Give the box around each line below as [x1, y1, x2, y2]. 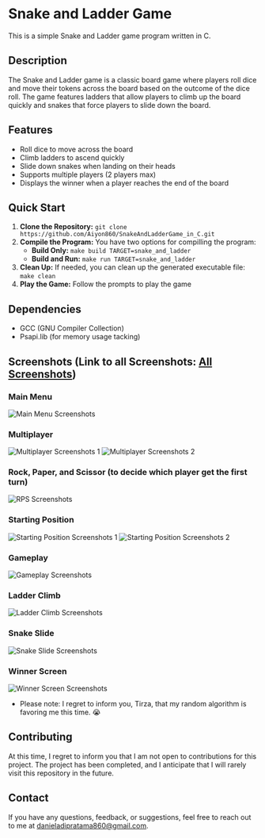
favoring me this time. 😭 [19, 707, 101, 717]
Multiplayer [8, 429, 54, 440]
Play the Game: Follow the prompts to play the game [19, 279, 192, 289]
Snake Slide [8, 628, 55, 639]
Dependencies [8, 302, 81, 316]
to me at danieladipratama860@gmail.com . [8, 821, 149, 830]
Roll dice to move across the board [19, 144, 134, 154]
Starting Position [8, 515, 74, 526]
